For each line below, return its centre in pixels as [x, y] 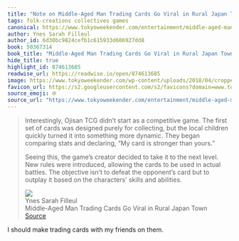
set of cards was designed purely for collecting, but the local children [127, 128]
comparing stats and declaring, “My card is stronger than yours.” [120, 143]
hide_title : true [33, 61]
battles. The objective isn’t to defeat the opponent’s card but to [117, 172]
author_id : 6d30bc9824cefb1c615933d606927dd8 [76, 41]
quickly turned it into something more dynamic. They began [112, 135]
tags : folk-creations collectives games [68, 21]
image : [17, 80]
